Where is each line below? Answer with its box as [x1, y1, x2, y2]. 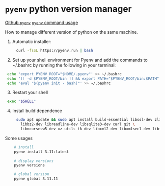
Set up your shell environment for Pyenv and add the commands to [12, 57, 148, 63]
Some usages [5, 135, 33, 141]
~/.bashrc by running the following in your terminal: [12, 62, 116, 68]
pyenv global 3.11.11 [14, 176, 58, 182]
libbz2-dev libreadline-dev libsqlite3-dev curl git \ [20, 122, 135, 127]
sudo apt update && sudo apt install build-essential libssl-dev [16, 117, 153, 122]
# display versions [14, 158, 54, 163]
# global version [14, 172, 50, 177]
